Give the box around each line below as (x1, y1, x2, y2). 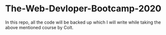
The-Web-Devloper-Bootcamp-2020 (5, 3, 162, 14)
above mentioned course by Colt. (5, 24, 74, 30)
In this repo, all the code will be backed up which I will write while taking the (5, 19, 161, 25)
